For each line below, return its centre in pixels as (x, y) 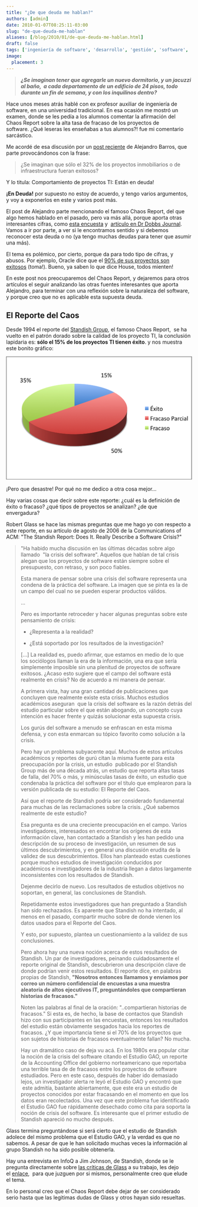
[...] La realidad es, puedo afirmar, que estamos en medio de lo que (102, 654)
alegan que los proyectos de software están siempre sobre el (95, 560)
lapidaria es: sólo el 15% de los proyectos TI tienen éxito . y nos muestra (94, 342)
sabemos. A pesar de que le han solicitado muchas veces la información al (97, 1143)
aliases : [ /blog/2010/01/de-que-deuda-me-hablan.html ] (75, 37)
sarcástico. (20, 135)
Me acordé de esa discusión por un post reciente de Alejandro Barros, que (97, 146)
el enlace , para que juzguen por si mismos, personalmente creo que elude (97, 1173)
